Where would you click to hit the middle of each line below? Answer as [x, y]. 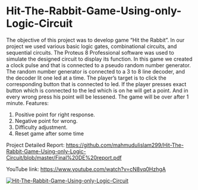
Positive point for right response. [55, 115]
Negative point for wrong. [46, 121]
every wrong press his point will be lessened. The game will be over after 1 [98, 97]
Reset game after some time [49, 133]
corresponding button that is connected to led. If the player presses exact [96, 84]
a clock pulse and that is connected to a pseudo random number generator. [99, 65]
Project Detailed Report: [35, 145]
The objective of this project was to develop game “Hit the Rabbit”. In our [95, 40]
